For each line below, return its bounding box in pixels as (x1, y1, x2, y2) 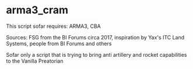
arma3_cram (6, 3, 69, 17)
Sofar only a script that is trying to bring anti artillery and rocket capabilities (6, 51, 187, 58)
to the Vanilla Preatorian (6, 57, 64, 64)
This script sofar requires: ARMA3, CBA (6, 23, 101, 30)
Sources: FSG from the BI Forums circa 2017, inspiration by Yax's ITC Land (6, 34, 185, 41)
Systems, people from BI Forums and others (6, 40, 112, 47)
